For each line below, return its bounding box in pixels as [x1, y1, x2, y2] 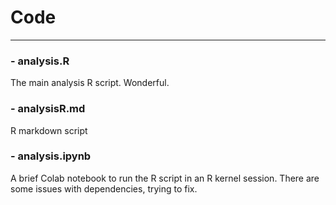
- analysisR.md [10, 102, 86, 116]
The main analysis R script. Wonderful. [10, 77, 170, 89]
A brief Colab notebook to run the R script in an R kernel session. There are [10, 172, 320, 184]
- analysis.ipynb [10, 149, 92, 163]
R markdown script [10, 124, 88, 136]
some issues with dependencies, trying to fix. [10, 182, 198, 195]
